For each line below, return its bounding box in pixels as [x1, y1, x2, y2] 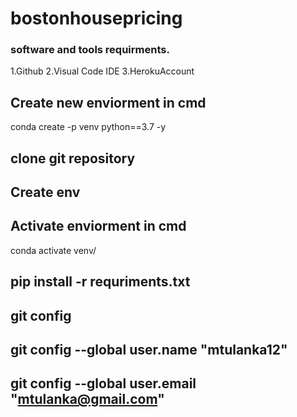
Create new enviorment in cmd [10, 94, 207, 111]
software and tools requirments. [10, 43, 170, 57]
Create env [10, 184, 81, 201]
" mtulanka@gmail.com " [10, 391, 165, 408]
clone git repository [10, 150, 136, 167]
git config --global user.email [10, 375, 197, 392]
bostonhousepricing [10, 7, 183, 30]
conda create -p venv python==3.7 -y [10, 121, 167, 133]
